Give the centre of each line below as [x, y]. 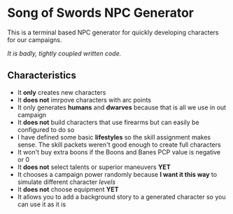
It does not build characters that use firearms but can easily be [108, 122]
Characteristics [42, 75]
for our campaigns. [35, 39]
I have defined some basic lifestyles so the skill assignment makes [114, 137]
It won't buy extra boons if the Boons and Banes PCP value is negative [119, 152]
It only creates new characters [62, 92]
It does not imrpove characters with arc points [84, 100]
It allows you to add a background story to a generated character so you [121, 196]
